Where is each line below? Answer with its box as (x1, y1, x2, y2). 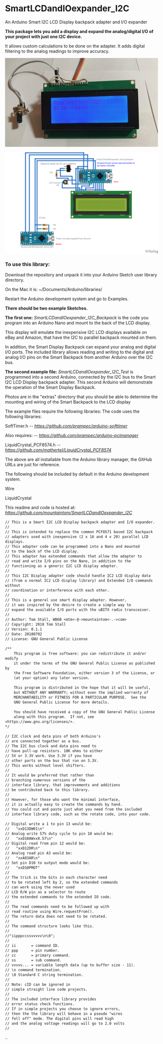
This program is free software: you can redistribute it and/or (14, 651, 147, 656)
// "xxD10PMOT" (5, 865, 40, 870)
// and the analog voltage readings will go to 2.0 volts (5, 1021, 125, 1026)
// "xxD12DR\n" (5, 846, 40, 851)
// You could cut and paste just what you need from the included (5, 807, 142, 812)
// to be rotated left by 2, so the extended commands (5, 880, 118, 885)
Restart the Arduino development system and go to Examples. (5, 296, 129, 302)
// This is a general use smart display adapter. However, (5, 598, 127, 603)
